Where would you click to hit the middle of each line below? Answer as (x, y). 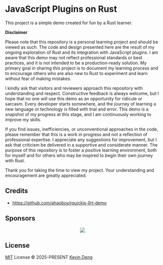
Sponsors (20, 218)
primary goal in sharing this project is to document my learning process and (82, 68)
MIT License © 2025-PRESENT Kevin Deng (49, 257)
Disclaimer (16, 32)
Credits (17, 191)
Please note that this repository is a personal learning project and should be (82, 42)
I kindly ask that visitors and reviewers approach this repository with (74, 88)
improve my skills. (23, 119)
